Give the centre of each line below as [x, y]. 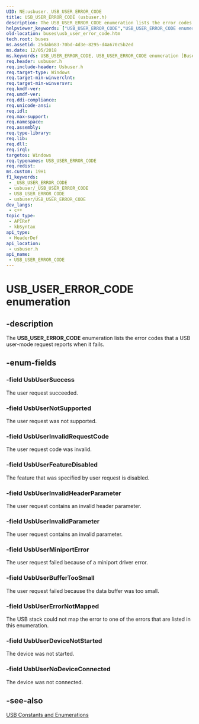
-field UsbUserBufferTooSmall [50, 578]
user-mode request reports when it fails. [55, 344]
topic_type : [21, 216]
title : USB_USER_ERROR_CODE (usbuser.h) [57, 17]
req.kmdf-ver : [24, 89]
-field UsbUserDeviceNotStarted [54, 640]
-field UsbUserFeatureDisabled [52, 465]
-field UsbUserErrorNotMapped [53, 606]
